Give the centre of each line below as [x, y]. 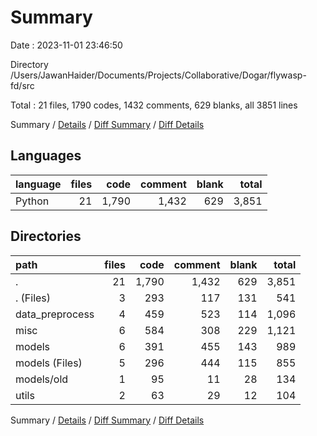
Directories [46, 236]
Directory [29, 64]
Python [32, 201]
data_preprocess [55, 314]
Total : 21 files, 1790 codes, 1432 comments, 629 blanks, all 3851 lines [154, 105]
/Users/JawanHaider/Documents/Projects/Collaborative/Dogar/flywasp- [158, 75]
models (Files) [49, 363]
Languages [46, 156]
